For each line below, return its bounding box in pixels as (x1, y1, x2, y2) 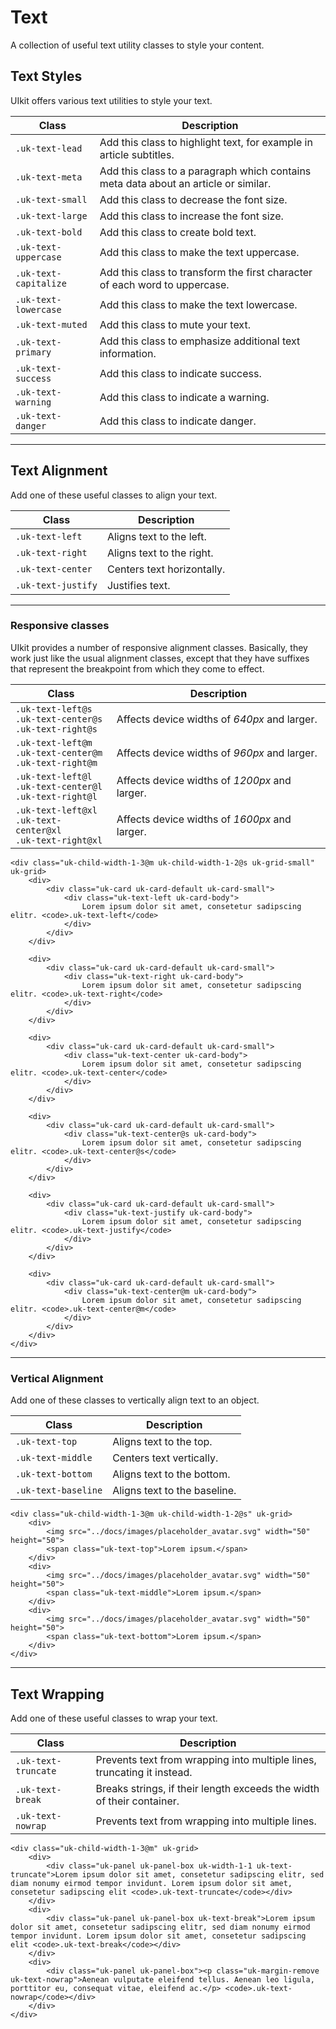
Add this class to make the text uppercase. (99, 245, 300, 259)
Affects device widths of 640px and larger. (116, 712, 318, 726)
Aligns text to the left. (106, 529, 207, 543)
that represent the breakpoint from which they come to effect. (10, 662, 265, 675)
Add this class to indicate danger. (99, 414, 257, 428)
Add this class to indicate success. (99, 366, 262, 380)
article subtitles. (99, 147, 175, 161)
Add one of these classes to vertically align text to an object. (10, 1394, 260, 1406)
